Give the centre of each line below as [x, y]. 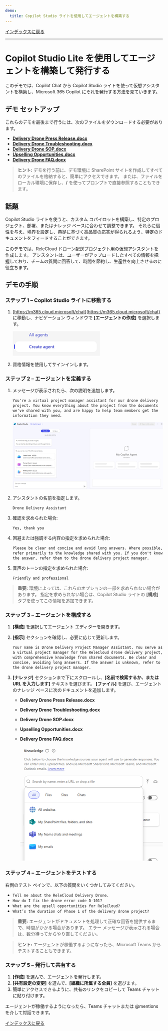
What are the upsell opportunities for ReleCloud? [66, 906]
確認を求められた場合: [35, 518]
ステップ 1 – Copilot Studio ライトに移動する [58, 300]
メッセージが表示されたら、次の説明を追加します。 [65, 391]
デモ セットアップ [32, 109]
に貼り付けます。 [30, 995]
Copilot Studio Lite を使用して [67, 58]
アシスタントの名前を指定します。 [47, 498]
